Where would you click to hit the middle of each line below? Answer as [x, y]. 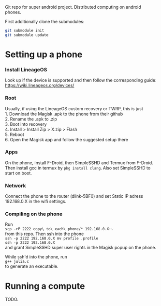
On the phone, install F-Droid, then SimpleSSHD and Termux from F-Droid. [79, 163]
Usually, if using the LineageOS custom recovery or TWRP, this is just [74, 108]
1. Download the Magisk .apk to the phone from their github [64, 114]
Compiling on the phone [34, 214]
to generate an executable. [32, 266]
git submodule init [25, 31]
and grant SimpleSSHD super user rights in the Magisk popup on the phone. [81, 248]
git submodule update [27, 35]
